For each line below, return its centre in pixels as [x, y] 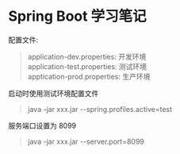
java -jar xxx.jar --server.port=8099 [86, 141]
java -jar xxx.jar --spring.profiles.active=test [100, 109]
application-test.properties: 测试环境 [87, 66]
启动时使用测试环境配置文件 [54, 93]
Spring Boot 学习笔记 [77, 16]
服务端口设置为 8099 [42, 125]
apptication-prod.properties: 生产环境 [89, 76]
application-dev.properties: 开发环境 [87, 56]
